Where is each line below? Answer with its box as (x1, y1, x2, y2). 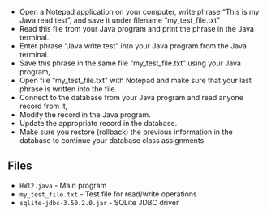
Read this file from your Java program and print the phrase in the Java (19, 24, 255, 33)
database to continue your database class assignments (19, 136, 205, 145)
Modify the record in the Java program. (19, 110, 151, 120)
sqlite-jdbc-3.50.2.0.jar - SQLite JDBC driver (19, 197, 179, 207)
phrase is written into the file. (19, 84, 118, 94)
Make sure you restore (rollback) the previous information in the (19, 127, 233, 137)
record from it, (19, 101, 68, 111)
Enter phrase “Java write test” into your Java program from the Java (19, 41, 247, 51)
